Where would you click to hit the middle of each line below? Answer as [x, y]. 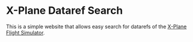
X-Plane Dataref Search [64, 11]
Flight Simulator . [25, 32]
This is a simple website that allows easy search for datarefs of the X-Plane [96, 26]
